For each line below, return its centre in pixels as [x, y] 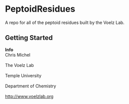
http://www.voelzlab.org [29, 96]
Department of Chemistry [31, 86]
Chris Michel [18, 55]
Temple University [23, 75]
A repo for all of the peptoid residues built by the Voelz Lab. [65, 22]
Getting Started [29, 38]
